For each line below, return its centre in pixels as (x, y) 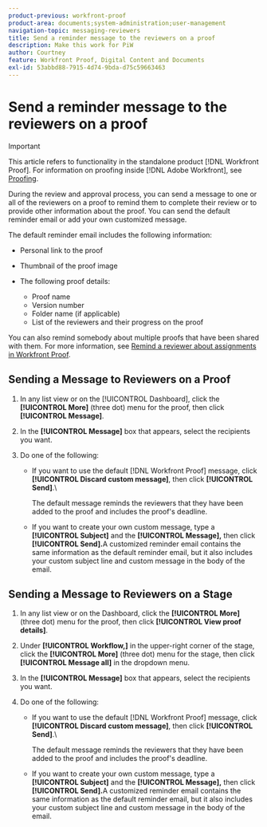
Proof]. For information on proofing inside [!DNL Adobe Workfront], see (125, 170)
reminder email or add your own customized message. (98, 219)
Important (24, 146)
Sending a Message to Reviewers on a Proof (120, 380)
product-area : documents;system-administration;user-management (117, 23)
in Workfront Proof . (39, 354)
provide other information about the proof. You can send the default (120, 211)
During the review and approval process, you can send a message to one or (133, 194)
